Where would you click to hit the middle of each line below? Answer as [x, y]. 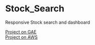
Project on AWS [21, 37]
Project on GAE [21, 32]
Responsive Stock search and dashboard [48, 22]
